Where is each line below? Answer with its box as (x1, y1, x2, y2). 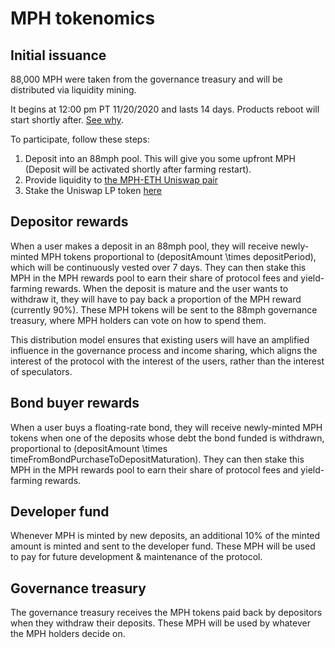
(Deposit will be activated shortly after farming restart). (24, 163, 252, 175)
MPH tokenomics (10, 7, 156, 30)
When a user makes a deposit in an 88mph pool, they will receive (10, 240, 279, 252)
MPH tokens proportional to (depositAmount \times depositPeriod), (41, 250, 317, 262)
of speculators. (10, 365, 73, 377)
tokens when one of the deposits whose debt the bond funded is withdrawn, (10, 432, 325, 444)
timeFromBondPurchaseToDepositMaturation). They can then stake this (10, 453, 305, 465)
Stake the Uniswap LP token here (24, 185, 163, 196)
